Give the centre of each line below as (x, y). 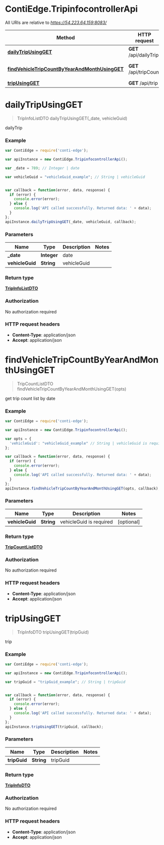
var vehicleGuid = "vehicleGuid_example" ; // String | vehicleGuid (75, 177)
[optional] (129, 522)
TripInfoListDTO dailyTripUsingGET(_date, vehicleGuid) (72, 118)
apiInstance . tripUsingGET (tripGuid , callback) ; (54, 727)
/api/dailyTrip (143, 55)
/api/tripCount (145, 72)
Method (66, 38)
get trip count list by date (30, 398)
